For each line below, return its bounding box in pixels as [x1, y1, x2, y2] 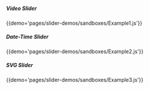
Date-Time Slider [6, 33, 49, 40]
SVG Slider [6, 61, 34, 68]
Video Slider [6, 5, 37, 12]
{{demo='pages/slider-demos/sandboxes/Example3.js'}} [6, 76, 144, 83]
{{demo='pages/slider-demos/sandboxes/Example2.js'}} [6, 48, 144, 55]
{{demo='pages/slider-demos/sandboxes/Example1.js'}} [6, 19, 143, 27]
